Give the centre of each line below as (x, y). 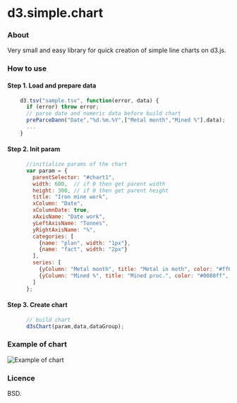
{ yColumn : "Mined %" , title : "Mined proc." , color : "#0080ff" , (134, 276)
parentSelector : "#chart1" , (74, 177)
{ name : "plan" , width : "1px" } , (85, 243)
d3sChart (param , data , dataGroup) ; (75, 326)
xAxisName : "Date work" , (69, 217)
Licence (21, 378)
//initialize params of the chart (77, 164)
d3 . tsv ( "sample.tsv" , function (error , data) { (90, 100)
